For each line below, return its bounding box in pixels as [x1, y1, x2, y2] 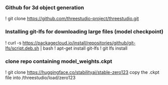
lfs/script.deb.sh [5, 45, 39, 51]
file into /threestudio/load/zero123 [5, 74, 76, 80]
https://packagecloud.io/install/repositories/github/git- [22, 39, 136, 46]
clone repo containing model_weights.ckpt [5, 58, 113, 65]
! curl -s [5, 39, 22, 46]
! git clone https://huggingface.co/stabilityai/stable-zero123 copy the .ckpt [5, 69, 160, 75]
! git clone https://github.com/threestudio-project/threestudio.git [5, 16, 139, 22]
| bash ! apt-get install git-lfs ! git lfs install [40, 45, 128, 51]
